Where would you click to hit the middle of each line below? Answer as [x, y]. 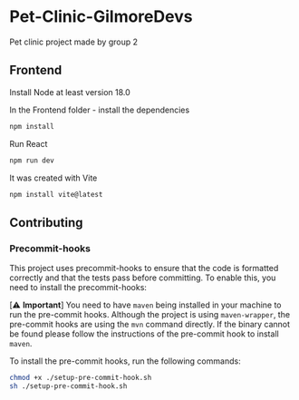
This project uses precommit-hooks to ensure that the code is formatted [144, 268]
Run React [29, 143]
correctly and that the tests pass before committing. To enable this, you [143, 278]
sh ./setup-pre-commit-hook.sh [68, 386]
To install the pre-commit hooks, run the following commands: [125, 361]
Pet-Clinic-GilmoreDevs [101, 17]
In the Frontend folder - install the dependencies [100, 110]
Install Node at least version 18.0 [70, 92]
